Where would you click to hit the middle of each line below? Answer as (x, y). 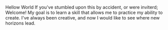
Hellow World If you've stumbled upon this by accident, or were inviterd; (82, 7)
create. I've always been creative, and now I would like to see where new (83, 18)
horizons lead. (21, 23)
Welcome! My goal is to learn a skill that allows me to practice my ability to (84, 12)
